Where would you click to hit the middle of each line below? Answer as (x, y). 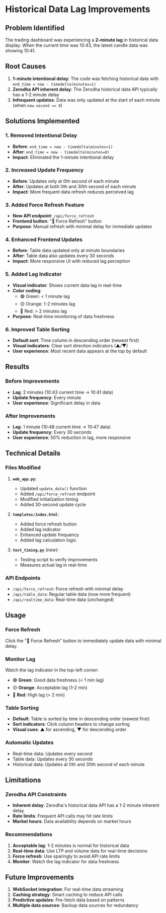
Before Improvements (32, 381)
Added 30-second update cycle (53, 504)
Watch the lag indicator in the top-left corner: (52, 670)
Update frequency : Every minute (47, 397)
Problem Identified (35, 28)
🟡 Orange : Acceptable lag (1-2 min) (50, 688)
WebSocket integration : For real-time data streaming (68, 889)
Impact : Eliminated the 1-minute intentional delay (63, 157)
